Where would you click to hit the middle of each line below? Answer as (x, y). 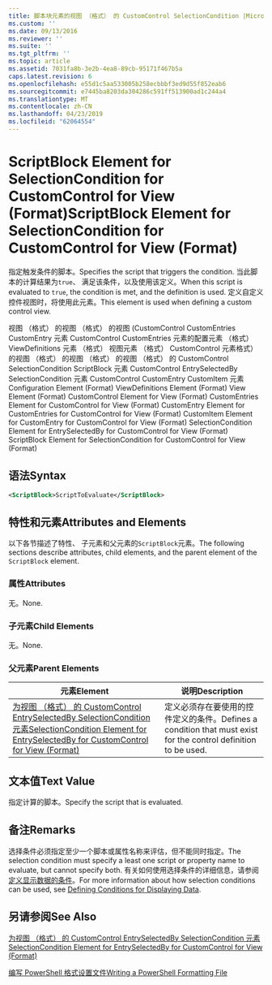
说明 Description (212, 691)
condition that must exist (211, 730)
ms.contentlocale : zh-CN (50, 106)
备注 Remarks (42, 830)
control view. (30, 311)
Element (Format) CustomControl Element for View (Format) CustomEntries (134, 396)
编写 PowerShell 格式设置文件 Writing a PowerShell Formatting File (118, 972)
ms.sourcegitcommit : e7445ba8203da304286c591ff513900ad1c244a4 (117, 91)
